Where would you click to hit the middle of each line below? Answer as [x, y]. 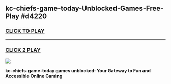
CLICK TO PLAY [25, 31]
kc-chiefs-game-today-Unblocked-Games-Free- [84, 8]
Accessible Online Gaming [34, 76]
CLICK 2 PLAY [23, 50]
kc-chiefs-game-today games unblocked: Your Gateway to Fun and [78, 70]
